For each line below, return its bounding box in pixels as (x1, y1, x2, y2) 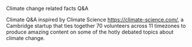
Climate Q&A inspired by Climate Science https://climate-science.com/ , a (6, 16, 184, 23)
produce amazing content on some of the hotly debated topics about (6, 28, 174, 35)
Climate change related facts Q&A (6, 5, 89, 12)
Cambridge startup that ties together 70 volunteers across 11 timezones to (6, 23, 186, 29)
